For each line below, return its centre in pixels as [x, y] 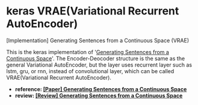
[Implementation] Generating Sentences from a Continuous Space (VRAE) [98, 40]
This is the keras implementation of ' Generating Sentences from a [88, 52]
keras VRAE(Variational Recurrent [93, 11]
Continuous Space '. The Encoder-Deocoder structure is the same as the [96, 58]
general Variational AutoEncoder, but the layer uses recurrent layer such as [99, 65]
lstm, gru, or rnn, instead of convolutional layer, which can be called [90, 71]
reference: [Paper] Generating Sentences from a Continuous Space [101, 89]
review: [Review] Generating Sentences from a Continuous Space [99, 95]
